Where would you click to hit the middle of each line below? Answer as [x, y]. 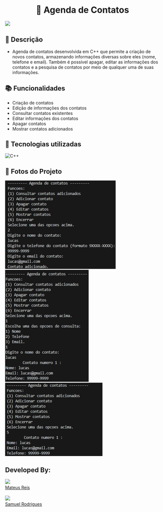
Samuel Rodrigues [24, 504]
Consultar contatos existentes [42, 113]
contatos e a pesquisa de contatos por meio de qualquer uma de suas [83, 67]
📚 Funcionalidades [35, 89]
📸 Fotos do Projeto [34, 171]
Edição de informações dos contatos [49, 108]
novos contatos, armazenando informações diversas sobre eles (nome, [84, 56]
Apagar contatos [29, 123]
